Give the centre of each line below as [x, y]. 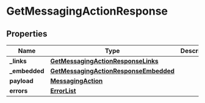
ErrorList [63, 91]
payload [21, 81]
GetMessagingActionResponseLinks [104, 61]
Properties [27, 34]
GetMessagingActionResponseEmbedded [113, 71]
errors [19, 91]
